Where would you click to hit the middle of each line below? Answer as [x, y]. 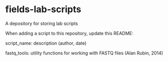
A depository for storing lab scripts [42, 23]
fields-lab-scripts [43, 9]
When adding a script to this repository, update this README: [69, 33]
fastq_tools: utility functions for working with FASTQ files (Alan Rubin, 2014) [84, 53]
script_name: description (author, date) [46, 43]
